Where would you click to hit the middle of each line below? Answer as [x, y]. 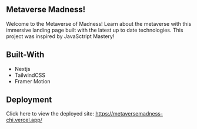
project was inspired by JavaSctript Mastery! [60, 36]
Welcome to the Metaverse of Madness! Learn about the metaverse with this [99, 23]
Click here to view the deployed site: [50, 114]
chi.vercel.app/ [24, 120]
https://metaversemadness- [129, 114]
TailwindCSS [30, 75]
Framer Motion [33, 81]
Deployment [29, 100]
